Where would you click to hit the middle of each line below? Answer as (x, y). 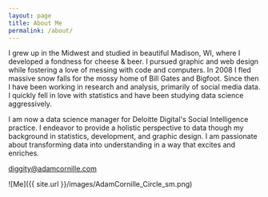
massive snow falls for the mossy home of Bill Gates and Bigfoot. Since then (134, 79)
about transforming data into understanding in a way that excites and (122, 145)
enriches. (24, 153)
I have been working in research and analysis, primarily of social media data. (134, 87)
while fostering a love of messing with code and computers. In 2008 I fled (130, 70)
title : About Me (35, 23)
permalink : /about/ (41, 30)
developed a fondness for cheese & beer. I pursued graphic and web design (133, 61)
